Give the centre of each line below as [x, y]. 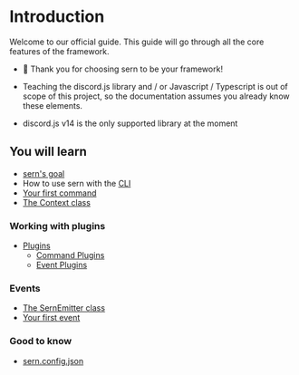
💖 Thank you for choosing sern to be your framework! [123, 69]
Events [25, 288]
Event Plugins [62, 265]
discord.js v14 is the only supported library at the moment [130, 123]
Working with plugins [58, 226]
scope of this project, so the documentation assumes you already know [156, 96]
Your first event [51, 318]
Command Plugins [70, 255]
